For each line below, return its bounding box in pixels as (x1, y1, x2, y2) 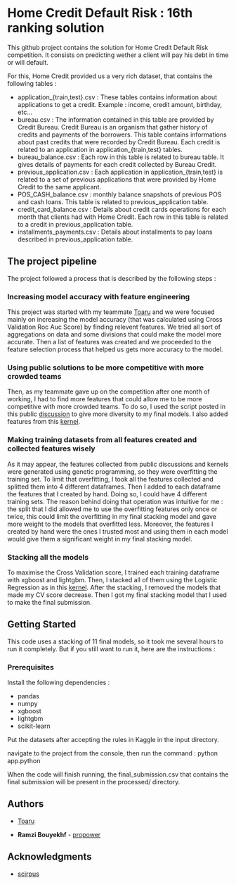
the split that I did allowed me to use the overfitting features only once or (7, 505, 218, 513)
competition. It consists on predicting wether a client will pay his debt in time (7, 51, 229, 59)
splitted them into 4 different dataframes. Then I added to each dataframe (7, 482, 221, 491)
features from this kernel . (7, 418, 81, 426)
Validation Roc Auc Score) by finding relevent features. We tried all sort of (7, 322, 221, 332)
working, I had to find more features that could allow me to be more (7, 395, 202, 403)
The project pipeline (7, 256, 97, 268)
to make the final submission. (7, 598, 93, 606)
